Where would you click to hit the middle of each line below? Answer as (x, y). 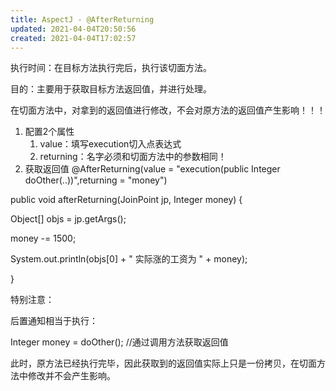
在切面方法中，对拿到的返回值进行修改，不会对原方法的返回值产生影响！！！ (168, 110)
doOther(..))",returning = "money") (96, 180)
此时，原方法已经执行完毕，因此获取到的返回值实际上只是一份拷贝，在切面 (163, 363)
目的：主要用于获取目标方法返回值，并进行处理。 (111, 89)
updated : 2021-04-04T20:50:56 (73, 29)
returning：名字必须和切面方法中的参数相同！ (133, 157)
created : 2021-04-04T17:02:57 (73, 38)
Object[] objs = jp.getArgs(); (68, 219)
